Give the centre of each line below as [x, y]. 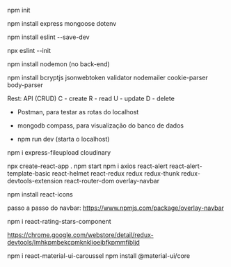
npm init [19, 10]
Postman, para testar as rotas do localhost [78, 112]
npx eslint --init [29, 51]
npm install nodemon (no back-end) [58, 64]
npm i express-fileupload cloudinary [59, 152]
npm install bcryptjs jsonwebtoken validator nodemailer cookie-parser [107, 77]
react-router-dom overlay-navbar [112, 181]
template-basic [29, 173]
